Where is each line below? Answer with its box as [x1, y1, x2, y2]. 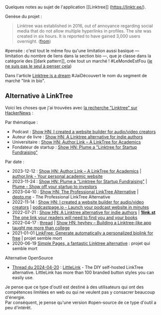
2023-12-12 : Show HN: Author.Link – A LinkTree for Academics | [12, 168, 142, 174]
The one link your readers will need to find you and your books [12, 215, 138, 220]
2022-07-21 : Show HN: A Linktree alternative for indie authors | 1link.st [12, 209, 156, 215]
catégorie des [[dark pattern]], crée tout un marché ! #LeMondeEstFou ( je [5, 58, 153, 64]
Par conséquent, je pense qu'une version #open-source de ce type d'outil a [5, 299, 157, 305]
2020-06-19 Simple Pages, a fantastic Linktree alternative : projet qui [12, 240, 150, 246]
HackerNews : [5, 110, 33, 116]
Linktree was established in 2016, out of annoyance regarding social [16, 23, 153, 29]
